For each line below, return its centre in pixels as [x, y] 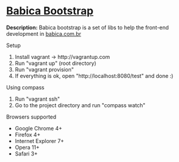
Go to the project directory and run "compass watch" [80, 105]
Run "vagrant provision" [44, 69]
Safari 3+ [26, 154]
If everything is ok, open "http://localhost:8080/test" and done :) [94, 76]
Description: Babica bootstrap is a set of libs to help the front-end [87, 27]
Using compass [25, 87]
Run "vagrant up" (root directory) [55, 63]
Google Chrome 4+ [38, 128]
